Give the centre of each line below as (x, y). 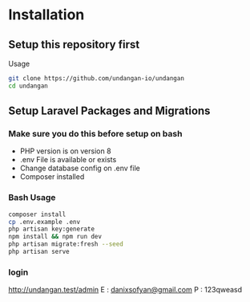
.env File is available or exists (68, 160)
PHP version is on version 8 (65, 151)
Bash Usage (32, 198)
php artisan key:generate (51, 229)
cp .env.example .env (44, 222)
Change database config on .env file (80, 168)
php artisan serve (39, 252)
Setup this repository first (74, 45)
